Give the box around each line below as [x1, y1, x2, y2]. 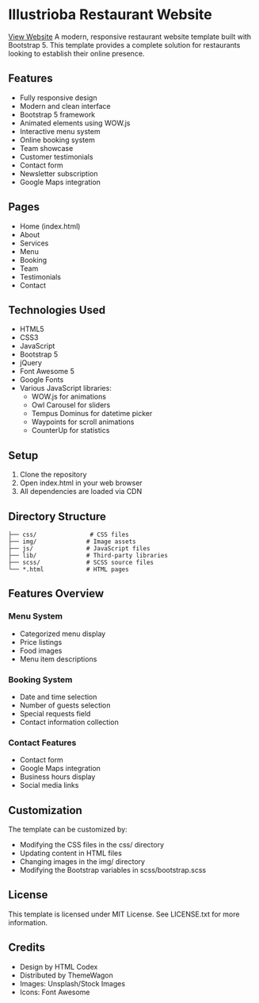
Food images [19, 646, 63, 655]
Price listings [19, 637, 63, 646]
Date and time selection [19, 692, 97, 701]
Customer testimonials [19, 152, 93, 161]
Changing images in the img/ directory [19, 857, 145, 866]
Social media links [19, 781, 79, 790]
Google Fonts [19, 375, 64, 384]
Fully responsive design [19, 93, 97, 102]
